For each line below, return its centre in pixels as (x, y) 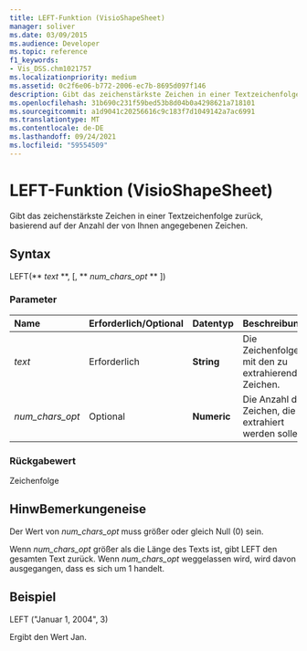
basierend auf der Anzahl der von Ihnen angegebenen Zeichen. (129, 226)
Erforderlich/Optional (137, 323)
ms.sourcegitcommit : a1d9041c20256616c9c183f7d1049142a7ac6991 (132, 111)
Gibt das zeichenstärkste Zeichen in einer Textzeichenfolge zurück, (136, 215)
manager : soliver (42, 26)
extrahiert (264, 422)
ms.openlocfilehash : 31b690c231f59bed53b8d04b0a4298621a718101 (132, 103)
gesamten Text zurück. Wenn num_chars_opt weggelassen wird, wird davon (153, 559)
